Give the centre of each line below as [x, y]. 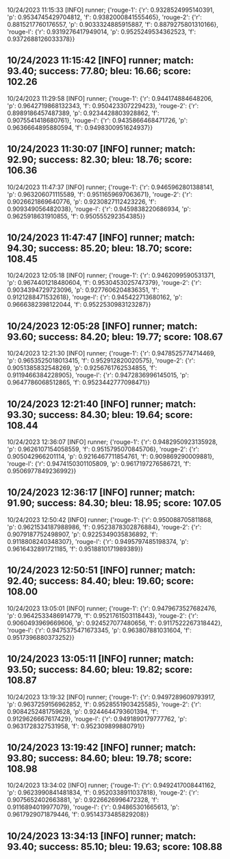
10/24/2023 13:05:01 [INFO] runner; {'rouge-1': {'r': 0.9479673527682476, [112, 608]
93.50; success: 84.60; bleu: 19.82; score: [100, 670]
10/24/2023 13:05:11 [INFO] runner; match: [101, 659]
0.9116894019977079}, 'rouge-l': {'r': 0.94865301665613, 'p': [93, 807]
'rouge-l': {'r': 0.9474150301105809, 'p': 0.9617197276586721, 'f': [99, 464]
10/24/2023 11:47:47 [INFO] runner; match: [101, 238]
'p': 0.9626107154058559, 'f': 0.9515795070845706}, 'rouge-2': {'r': [103, 449]
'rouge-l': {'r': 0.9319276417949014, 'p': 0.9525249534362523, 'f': [102, 32]
